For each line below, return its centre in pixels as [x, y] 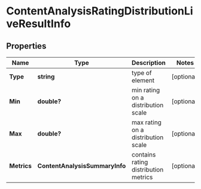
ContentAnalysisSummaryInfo [82, 166]
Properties [26, 46]
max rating [146, 122]
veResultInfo [39, 24]
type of [141, 73]
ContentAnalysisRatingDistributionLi [100, 11]
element [143, 80]
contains [144, 154]
